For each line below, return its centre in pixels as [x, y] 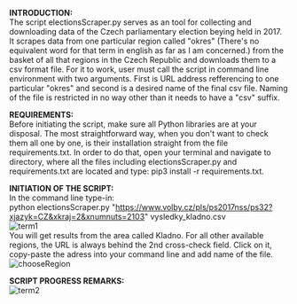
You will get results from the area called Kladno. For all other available [137, 235]
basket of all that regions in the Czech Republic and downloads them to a [143, 60]
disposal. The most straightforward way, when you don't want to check [139, 133]
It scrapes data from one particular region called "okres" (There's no [134, 41]
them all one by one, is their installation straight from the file [119, 143]
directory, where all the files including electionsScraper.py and [123, 162]
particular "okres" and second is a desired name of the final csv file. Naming [148, 88]
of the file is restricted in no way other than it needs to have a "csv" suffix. [145, 97]
